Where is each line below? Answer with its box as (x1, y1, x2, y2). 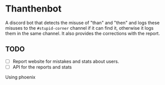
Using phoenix (5, 74, 36, 80)
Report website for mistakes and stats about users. (12, 58, 119, 64)
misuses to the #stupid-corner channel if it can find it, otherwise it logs (5, 25, 154, 31)
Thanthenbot (5, 3, 62, 15)
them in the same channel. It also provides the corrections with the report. (5, 30, 160, 36)
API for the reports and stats (12, 64, 72, 70)
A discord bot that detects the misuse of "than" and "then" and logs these (5, 20, 160, 26)
